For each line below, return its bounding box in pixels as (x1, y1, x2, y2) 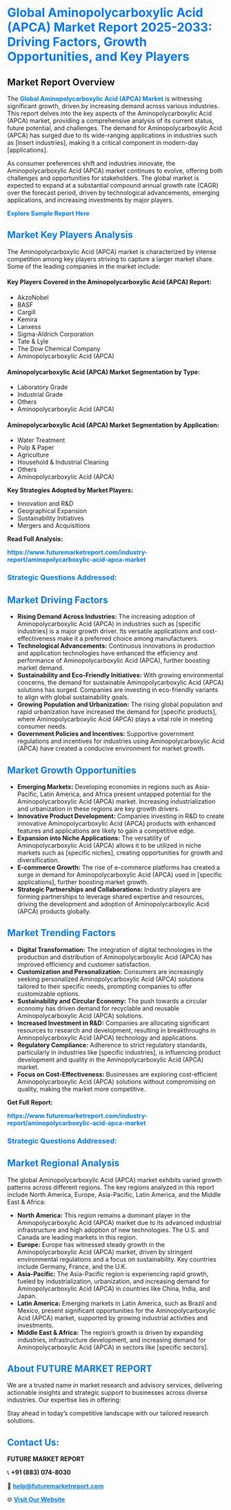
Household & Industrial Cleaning (17, 458, 109, 466)
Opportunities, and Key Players (7, 49, 190, 65)
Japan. (17, 1291, 37, 1300)
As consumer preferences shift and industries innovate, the (7, 159, 176, 167)
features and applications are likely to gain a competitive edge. (17, 826, 196, 835)
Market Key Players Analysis (7, 229, 133, 241)
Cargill (17, 308, 36, 317)
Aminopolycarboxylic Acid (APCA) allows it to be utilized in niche (17, 841, 202, 849)
